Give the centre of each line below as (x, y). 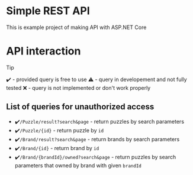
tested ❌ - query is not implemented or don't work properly (78, 87)
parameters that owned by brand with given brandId (78, 165)
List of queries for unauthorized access (80, 107)
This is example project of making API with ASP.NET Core (76, 27)
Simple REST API (48, 11)
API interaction (44, 51)
